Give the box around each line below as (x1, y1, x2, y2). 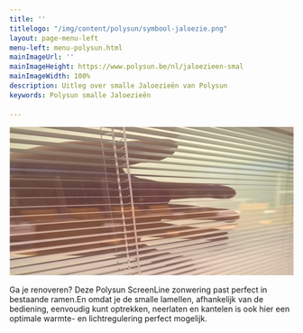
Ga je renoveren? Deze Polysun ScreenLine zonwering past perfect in (9, 284, 268, 295)
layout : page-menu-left (9, 33, 99, 42)
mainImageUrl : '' (9, 52, 75, 62)
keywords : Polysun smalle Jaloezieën (9, 90, 151, 99)
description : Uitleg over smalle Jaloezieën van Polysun (9, 81, 228, 90)
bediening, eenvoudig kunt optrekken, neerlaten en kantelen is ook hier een (9, 303, 290, 314)
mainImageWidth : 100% (9, 72, 91, 81)
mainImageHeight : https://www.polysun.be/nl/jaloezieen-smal (9, 62, 244, 71)
